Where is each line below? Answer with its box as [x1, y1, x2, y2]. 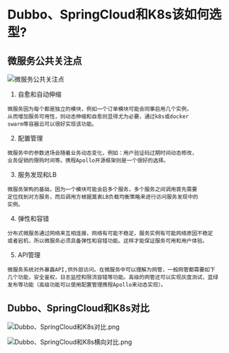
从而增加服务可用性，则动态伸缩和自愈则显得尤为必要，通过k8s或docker [7, 113, 189, 120]
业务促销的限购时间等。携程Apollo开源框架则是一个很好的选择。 [7, 157, 169, 164]
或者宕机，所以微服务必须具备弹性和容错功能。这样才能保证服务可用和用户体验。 [7, 237, 208, 244]
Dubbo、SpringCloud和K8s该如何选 [7, 6, 222, 23]
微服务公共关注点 [7, 55, 82, 67]
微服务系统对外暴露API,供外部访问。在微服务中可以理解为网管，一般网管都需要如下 [7, 266, 216, 273]
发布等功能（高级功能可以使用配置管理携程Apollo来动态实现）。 [7, 281, 167, 288]
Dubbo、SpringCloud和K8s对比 [7, 303, 150, 315]
